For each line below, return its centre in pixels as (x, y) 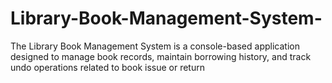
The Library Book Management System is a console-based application (155, 46)
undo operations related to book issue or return (107, 67)
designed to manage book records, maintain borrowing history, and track (161, 56)
